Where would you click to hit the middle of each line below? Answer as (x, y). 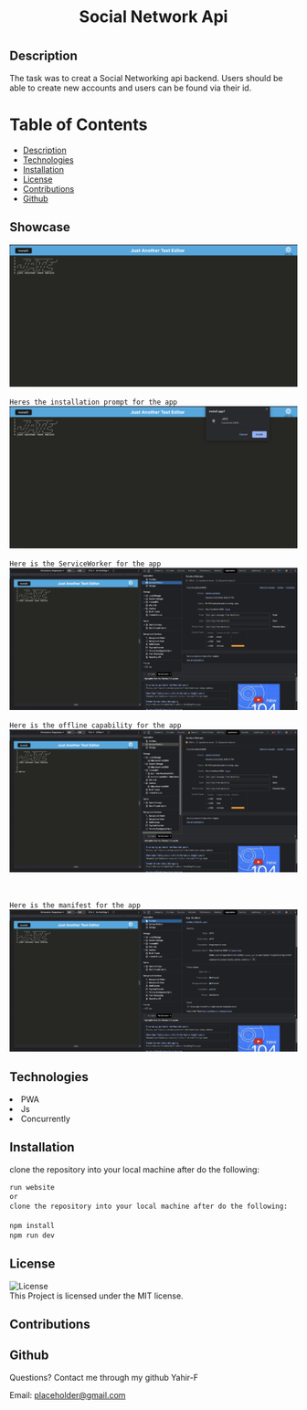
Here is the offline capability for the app (95, 726)
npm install (32, 1226)
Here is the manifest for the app (75, 905)
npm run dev (32, 1235)
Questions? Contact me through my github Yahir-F (104, 1377)
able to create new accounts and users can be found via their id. (131, 88)
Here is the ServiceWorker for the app (85, 564)
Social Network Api (153, 17)
